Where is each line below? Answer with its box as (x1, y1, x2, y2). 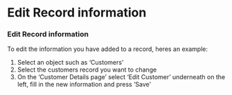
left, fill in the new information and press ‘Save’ (17, 81, 151, 89)
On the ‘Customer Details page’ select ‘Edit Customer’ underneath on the (17, 73, 226, 81)
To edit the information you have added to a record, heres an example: (7, 45, 208, 53)
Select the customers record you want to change (17, 65, 157, 74)
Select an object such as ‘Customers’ (17, 59, 124, 67)
